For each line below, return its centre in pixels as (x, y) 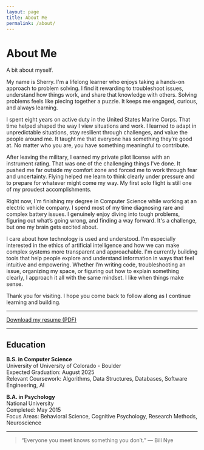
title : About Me (27, 18)
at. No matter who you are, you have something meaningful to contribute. (98, 145)
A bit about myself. (30, 70)
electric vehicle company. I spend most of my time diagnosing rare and (95, 208)
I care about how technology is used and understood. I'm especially (91, 239)
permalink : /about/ (31, 23)
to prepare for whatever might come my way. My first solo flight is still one (99, 183)
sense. (15, 284)
